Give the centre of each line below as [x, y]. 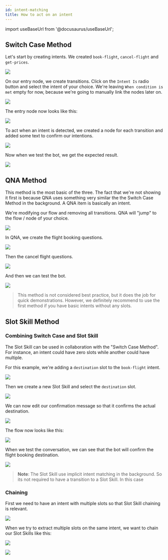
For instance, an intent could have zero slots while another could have [77, 352]
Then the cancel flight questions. [39, 257]
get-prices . [17, 62]
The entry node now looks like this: [41, 111]
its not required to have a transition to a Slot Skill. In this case [80, 479]
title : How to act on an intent [39, 15]
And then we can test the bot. [36, 276]
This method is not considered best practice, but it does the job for [87, 295]
